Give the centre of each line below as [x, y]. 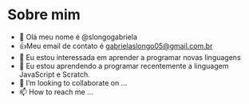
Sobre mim [44, 15]
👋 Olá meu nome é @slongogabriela [78, 37]
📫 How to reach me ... [56, 92]
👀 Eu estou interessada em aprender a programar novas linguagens [130, 57]
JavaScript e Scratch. [54, 74]
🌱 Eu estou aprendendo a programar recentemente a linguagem [124, 66]
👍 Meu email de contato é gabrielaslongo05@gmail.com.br [116, 46]
